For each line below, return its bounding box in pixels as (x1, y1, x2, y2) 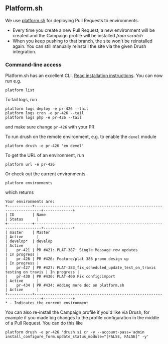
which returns (5, 189, 34, 195)
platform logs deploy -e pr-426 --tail (5, 106, 89, 111)
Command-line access (5, 61, 62, 68)
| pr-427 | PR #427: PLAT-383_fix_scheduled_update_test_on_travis (5, 265, 156, 270)
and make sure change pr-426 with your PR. (5, 124, 96, 130)
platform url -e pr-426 (5, 162, 55, 167)
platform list (5, 88, 35, 93)
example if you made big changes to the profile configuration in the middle (5, 315, 159, 321)
